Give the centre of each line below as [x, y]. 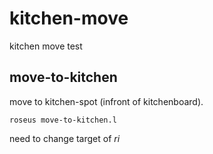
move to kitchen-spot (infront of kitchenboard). [106, 101]
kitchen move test [46, 46]
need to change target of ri [65, 138]
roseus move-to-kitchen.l [63, 120]
